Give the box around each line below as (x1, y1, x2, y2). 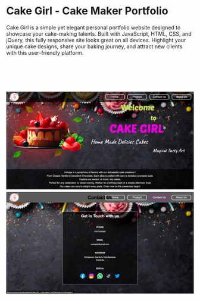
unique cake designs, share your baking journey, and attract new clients (6, 43, 183, 50)
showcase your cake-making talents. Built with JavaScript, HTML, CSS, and (6, 30, 192, 37)
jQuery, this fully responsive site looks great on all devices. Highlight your (6, 36, 186, 43)
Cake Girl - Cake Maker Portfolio (6, 4, 168, 18)
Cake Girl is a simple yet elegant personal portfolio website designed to (6, 24, 181, 31)
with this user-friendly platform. (6, 49, 84, 56)
